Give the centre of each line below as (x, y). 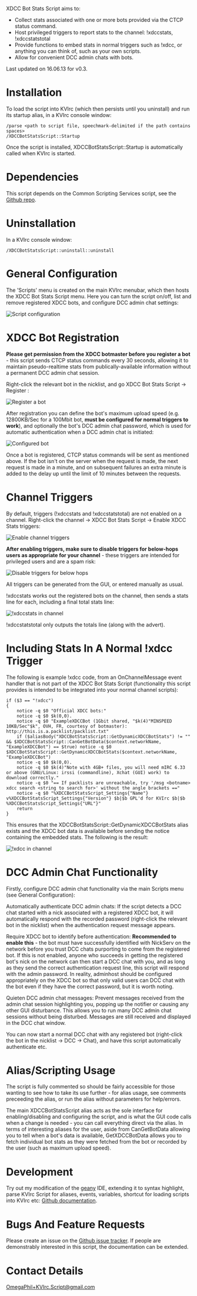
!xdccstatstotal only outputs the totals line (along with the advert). (86, 624)
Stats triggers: (23, 526)
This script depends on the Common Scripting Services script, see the (91, 193)
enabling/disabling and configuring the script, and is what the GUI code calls (99, 1117)
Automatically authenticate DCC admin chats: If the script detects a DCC (94, 906)
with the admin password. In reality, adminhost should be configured (89, 974)
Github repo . (21, 199)
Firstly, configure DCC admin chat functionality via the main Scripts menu (95, 888)
